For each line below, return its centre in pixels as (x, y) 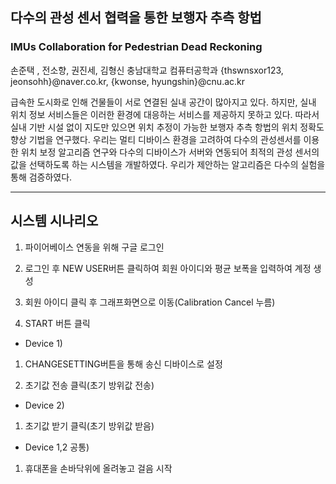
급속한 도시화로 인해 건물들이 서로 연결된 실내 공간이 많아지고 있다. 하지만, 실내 (163, 102)
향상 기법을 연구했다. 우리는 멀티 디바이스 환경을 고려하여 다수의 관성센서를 (156, 139)
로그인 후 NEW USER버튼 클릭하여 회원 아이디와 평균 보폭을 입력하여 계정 (168, 268)
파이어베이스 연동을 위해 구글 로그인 (94, 247)
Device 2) (44, 405)
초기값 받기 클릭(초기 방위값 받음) (89, 425)
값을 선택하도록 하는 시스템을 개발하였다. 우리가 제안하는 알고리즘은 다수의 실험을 (168, 164)
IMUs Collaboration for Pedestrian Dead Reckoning (136, 47)
